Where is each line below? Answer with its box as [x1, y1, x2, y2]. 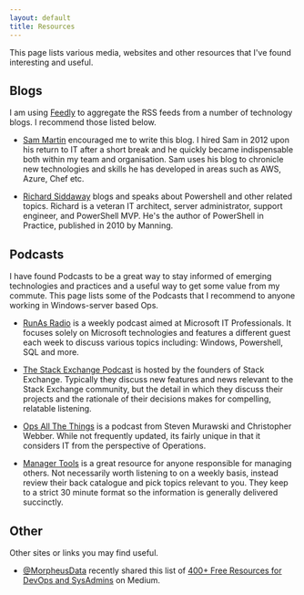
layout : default [9, 13, 71, 23]
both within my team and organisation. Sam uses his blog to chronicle [22, 154, 284, 165]
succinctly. [22, 496, 64, 507]
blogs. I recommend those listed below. [9, 117, 157, 128]
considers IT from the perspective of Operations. [22, 440, 207, 452]
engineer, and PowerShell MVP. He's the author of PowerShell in [22, 211, 264, 222]
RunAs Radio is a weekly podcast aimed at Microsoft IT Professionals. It [22, 318, 291, 329]
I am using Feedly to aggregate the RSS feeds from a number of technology [9, 107, 293, 119]
